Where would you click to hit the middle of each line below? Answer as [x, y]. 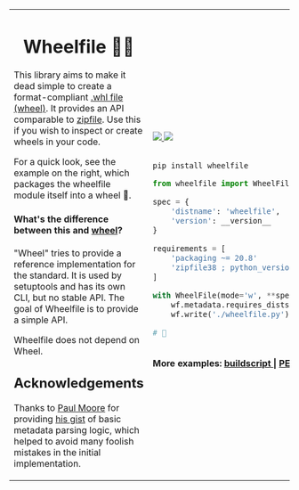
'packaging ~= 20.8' [214, 258]
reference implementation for [75, 264]
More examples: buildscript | [215, 363]
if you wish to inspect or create [78, 131]
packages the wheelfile [62, 184]
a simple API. [41, 320]
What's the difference [61, 219]
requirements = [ [189, 248]
